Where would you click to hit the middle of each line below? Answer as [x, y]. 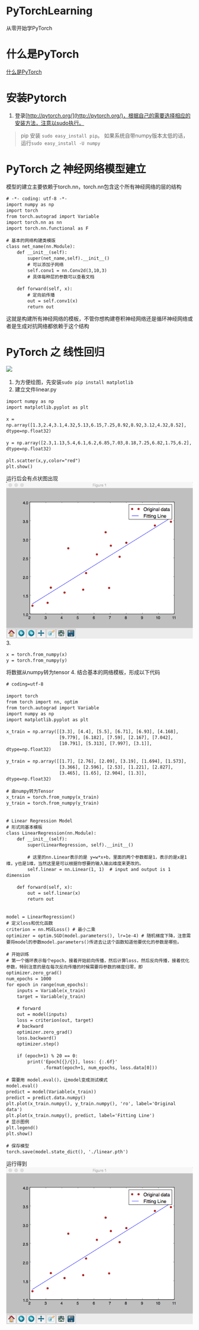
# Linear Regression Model [39, 821]
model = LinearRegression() [41, 917]
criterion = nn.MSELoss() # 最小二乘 [51, 930]
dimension [18, 876]
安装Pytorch [36, 98]
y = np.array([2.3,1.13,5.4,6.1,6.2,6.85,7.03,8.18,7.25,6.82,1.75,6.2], [99, 443]
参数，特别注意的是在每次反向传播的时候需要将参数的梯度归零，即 [75, 967]
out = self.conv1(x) [53, 301]
